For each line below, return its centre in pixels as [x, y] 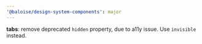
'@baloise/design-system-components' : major [64, 12]
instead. [17, 35]
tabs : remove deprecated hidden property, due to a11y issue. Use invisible [101, 29]
